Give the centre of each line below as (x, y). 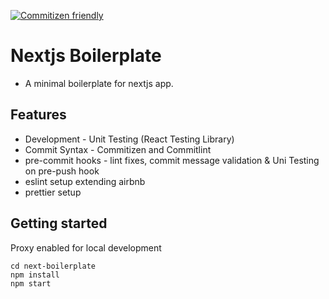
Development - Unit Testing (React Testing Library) (129, 139)
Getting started (59, 223)
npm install (35, 275)
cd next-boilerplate (53, 266)
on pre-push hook (62, 171)
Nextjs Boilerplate (86, 56)
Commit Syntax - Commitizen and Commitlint (118, 149)
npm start (31, 283)
